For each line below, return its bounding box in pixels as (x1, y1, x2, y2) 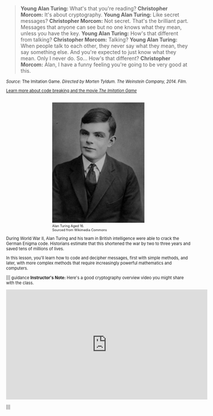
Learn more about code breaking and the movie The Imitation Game (6, 88, 138, 94)
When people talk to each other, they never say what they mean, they (20, 42, 188, 49)
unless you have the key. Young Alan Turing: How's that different (20, 30, 178, 37)
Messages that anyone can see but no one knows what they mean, (20, 23, 182, 31)
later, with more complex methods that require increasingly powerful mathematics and (6, 261, 172, 266)
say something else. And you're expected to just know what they (20, 49, 177, 55)
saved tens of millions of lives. (6, 246, 64, 252)
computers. (6, 265, 28, 272)
